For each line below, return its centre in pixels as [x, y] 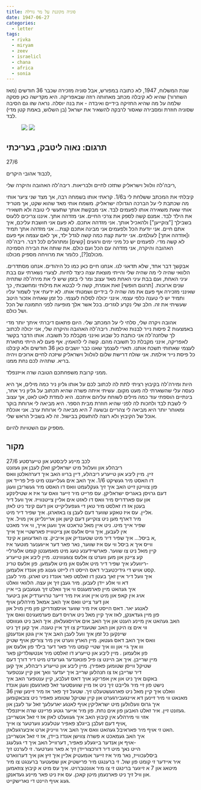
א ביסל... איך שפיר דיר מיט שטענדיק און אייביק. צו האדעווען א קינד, [81, 538]
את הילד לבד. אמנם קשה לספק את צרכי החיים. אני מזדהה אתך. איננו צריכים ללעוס [99, 216]
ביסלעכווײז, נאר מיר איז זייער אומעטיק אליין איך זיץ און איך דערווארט [82, 755]
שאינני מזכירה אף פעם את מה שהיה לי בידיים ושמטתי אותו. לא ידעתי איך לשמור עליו [101, 292]
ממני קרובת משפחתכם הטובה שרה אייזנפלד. [57, 372]
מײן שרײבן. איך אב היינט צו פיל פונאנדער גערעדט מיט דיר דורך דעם [82, 659]
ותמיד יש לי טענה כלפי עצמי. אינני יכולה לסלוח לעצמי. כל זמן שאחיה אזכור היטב [95, 298]
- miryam [23, 46]
